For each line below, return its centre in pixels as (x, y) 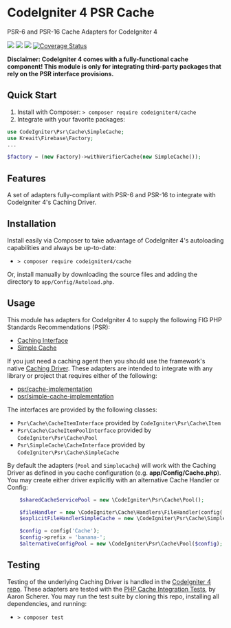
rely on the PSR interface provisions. (60, 74)
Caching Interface (43, 340)
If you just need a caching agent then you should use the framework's (106, 361)
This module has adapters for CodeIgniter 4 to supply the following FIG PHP (114, 319)
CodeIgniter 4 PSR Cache (81, 13)
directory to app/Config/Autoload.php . (61, 281)
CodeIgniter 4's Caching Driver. (52, 202)
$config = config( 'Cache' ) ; (59, 531)
